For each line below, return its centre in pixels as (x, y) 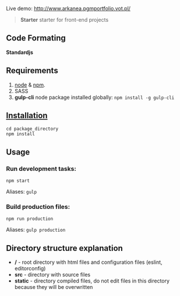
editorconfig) (30, 269)
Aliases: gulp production (36, 230)
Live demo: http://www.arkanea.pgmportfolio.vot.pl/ (68, 8)
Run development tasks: (41, 168)
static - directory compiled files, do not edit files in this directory (92, 281)
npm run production (30, 219)
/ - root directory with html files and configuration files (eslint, (88, 262)
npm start (18, 181)
